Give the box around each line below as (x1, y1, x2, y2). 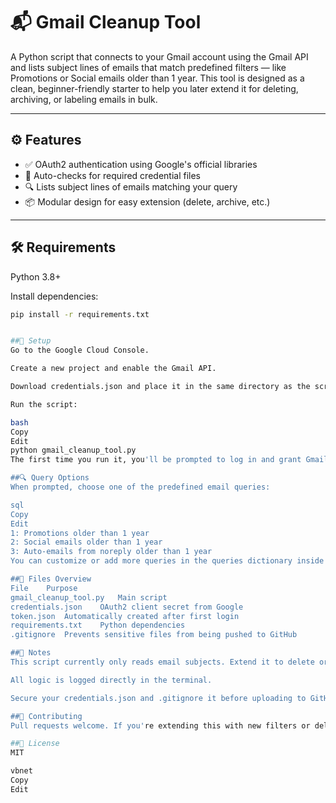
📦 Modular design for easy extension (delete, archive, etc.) (24, 195, 271, 208)
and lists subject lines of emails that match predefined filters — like (10, 61, 287, 73)
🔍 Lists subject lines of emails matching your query (24, 180, 238, 193)
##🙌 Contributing (10, 711, 83, 721)
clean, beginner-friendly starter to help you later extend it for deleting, (10, 82, 299, 94)
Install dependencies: (10, 290, 99, 302)
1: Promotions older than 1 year (10, 528, 150, 538)
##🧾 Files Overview (10, 574, 92, 584)
